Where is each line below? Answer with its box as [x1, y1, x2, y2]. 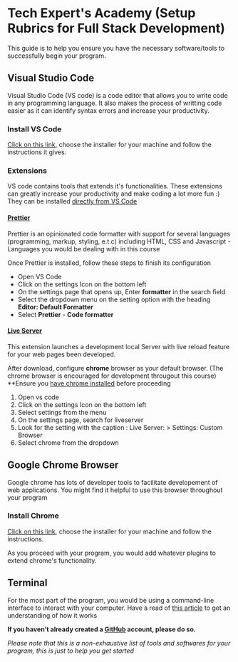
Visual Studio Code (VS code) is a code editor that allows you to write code [7, 91, 228, 99]
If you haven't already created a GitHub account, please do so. [7, 625, 196, 633]
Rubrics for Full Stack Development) [7, 20, 226, 36]
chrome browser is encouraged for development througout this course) [7, 371, 217, 380]
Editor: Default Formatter [17, 302, 94, 311]
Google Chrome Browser [7, 459, 119, 471]
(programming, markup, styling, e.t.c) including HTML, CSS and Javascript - [7, 237, 232, 246]
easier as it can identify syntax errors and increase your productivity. [7, 106, 209, 115]
